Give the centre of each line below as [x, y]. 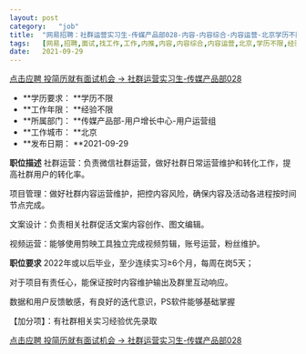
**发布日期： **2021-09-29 [76, 144]
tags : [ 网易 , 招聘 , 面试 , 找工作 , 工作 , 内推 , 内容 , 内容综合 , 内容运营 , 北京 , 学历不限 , [149, 43]
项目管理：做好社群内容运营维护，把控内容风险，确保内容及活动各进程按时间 [153, 194]
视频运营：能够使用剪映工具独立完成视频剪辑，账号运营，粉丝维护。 [137, 244]
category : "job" [44, 26]
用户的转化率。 [61, 175]
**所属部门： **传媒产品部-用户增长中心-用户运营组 [119, 121]
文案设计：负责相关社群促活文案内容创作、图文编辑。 [109, 225]
